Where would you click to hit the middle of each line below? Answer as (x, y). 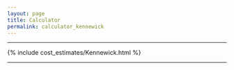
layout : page (26, 14)
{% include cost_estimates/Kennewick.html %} (74, 53)
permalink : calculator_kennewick (56, 26)
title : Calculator (34, 20)
